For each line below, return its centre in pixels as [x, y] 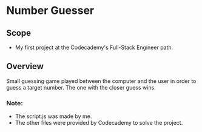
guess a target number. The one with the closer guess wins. [81, 87]
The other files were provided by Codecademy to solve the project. [99, 123]
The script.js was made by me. [53, 116]
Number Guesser [50, 11]
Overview [25, 66]
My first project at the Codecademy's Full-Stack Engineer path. [94, 47]
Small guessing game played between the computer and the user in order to [101, 81]
